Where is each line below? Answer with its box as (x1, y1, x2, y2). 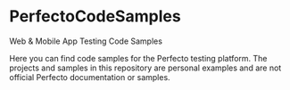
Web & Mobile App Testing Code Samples (9, 36, 163, 46)
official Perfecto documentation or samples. (9, 71, 171, 82)
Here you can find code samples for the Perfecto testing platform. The (9, 53, 268, 63)
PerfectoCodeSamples (9, 6, 181, 27)
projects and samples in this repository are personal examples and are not (9, 62, 282, 73)
